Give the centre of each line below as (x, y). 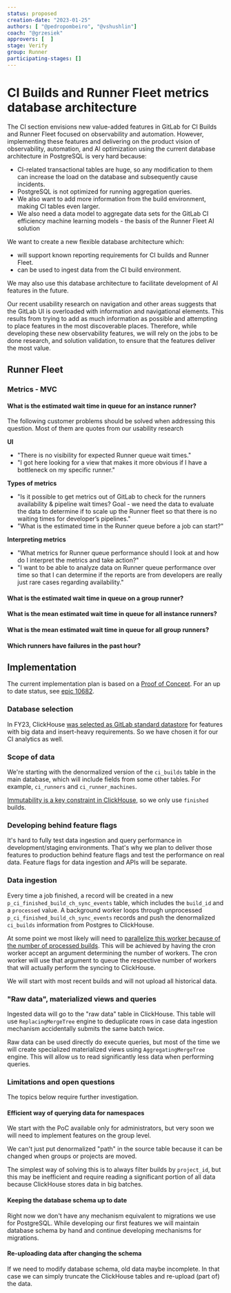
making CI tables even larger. (58, 206)
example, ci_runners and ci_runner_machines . (72, 786)
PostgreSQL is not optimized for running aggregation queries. (104, 192)
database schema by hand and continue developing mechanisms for (104, 1230)
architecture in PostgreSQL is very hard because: (77, 156)
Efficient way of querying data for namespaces (76, 1113)
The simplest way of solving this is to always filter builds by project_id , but (114, 1170)
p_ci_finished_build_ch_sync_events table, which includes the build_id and (115, 902)
